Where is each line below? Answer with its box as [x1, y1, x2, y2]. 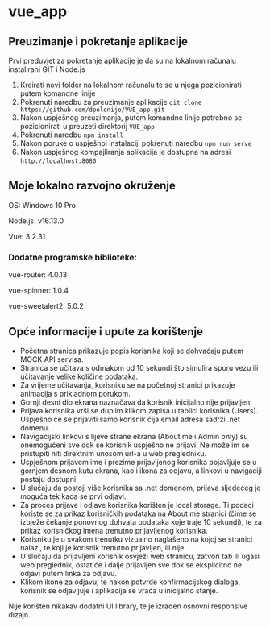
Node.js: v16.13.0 [8, 216, 64, 226]
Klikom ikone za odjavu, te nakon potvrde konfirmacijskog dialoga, [19, 577, 240, 587]
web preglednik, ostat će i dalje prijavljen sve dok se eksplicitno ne [19, 559, 243, 570]
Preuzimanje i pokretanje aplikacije [8, 35, 188, 48]
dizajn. [8, 609, 31, 619]
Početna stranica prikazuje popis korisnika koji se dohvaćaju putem [19, 346, 244, 355]
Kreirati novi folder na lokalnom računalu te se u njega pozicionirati [19, 80, 242, 89]
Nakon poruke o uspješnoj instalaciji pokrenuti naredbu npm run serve [19, 139, 252, 147]
